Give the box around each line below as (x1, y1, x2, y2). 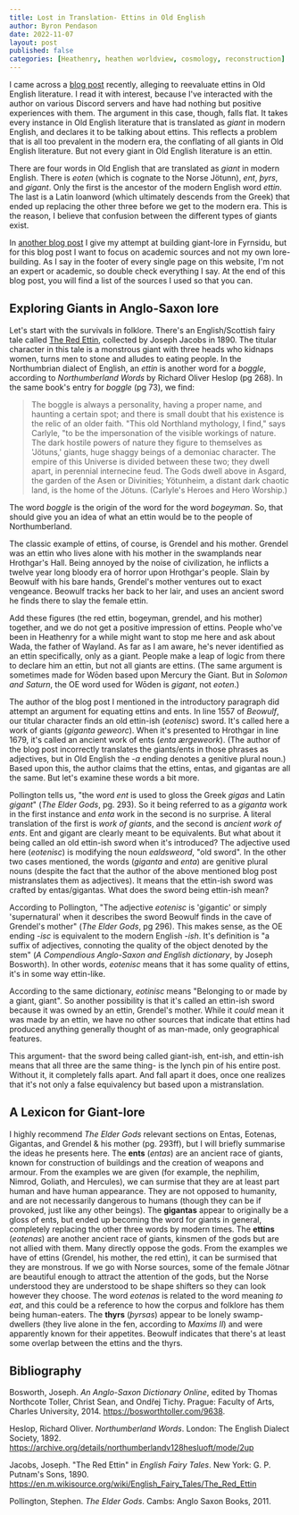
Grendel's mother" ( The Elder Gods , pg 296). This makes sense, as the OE (9, 921, 283, 931)
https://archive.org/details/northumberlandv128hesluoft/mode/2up (9, 1443, 254, 1453)
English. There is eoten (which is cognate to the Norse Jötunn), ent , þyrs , (9, 173, 278, 183)
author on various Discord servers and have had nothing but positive (9, 98, 262, 108)
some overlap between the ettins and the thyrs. (9, 1337, 183, 1348)
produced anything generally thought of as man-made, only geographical (9, 1023, 279, 1034)
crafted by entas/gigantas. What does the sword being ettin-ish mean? (9, 884, 270, 895)
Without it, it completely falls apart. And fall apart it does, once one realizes (9, 1069, 286, 1080)
